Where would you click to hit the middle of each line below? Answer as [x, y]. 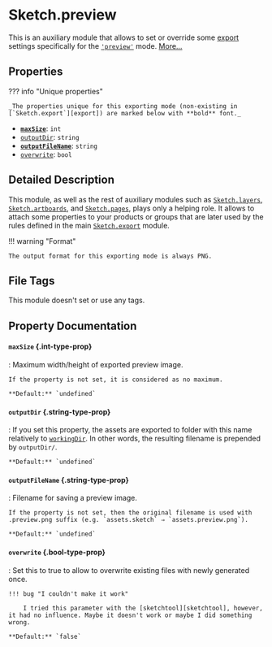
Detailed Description [62, 180]
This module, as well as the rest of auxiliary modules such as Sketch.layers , [136, 199]
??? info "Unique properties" [56, 91]
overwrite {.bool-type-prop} [57, 552]
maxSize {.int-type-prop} [50, 346]
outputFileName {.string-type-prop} [69, 480]
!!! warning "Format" [42, 241]
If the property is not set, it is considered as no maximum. [116, 380]
